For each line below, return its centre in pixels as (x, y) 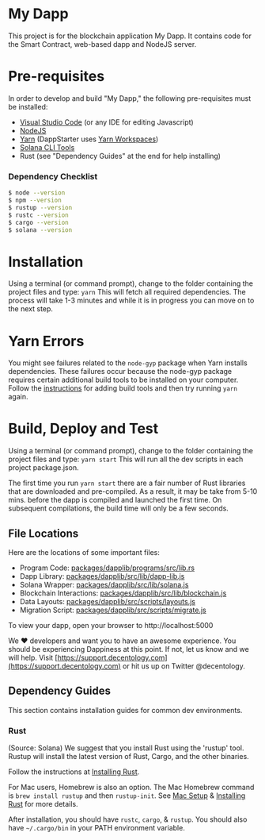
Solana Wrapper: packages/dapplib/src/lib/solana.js (104, 585)
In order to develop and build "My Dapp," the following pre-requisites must (130, 98)
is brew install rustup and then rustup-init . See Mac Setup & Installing (127, 796)
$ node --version (37, 193)
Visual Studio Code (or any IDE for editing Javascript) (106, 122)
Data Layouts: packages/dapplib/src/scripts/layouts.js (108, 602)
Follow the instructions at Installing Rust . (74, 772)
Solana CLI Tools (47, 147)
